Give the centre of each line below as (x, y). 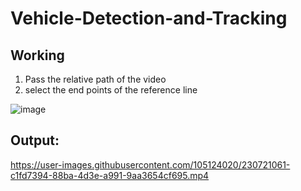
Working (37, 55)
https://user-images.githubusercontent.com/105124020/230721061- (150, 164)
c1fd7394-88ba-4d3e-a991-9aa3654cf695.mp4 (110, 175)
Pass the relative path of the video (95, 79)
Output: (35, 140)
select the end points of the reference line (111, 90)
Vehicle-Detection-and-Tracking (149, 18)
